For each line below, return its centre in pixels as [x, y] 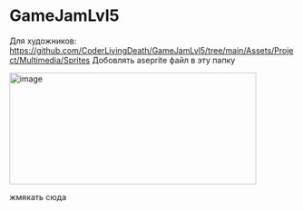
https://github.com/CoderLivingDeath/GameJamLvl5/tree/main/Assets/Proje [151, 50]
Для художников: [43, 41]
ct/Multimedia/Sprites [50, 60]
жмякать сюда [38, 197]
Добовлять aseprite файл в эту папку [164, 60]
